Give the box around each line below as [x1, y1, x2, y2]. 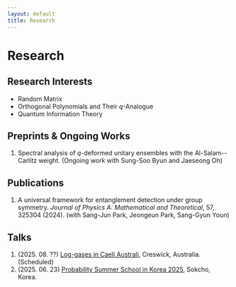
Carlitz [17, 157, 38, 165]
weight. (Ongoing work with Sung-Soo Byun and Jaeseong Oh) [38, 157, 223, 165]
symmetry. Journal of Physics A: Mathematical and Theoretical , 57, [17, 203, 215, 212]
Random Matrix [17, 94, 62, 103]
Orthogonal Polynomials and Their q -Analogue [17, 102, 154, 111]
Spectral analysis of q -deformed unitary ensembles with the [17, 149, 193, 157]
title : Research [7, 17, 55, 24]
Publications [7, 176, 64, 188]
